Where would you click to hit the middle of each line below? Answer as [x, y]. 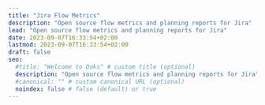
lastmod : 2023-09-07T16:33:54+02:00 [68, 45]
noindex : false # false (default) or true [86, 89]
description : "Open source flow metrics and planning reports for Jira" [130, 23]
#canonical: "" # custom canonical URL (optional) [100, 81]
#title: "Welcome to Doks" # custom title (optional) [105, 67]
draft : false [30, 52]
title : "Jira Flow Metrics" [54, 15]
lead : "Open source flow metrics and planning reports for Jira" [118, 30]
